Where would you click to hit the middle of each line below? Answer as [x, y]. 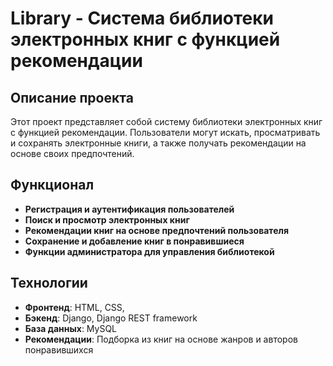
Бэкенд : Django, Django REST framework [111, 318]
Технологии [49, 283]
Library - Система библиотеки [142, 18]
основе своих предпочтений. [72, 153]
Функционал [52, 185]
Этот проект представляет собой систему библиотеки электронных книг [166, 121]
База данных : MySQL [71, 328]
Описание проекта [72, 97]
